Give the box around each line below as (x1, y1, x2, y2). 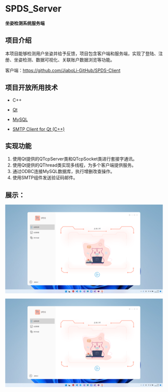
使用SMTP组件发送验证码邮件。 (12, 174, 78, 180)
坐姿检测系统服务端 (5, 20, 45, 26)
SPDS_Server (5, 3, 61, 14)
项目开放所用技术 (5, 83, 58, 92)
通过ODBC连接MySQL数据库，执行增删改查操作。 (12, 168, 115, 174)
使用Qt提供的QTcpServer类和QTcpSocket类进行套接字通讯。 (12, 156, 137, 162)
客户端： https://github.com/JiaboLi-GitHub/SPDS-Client (5, 67, 121, 73)
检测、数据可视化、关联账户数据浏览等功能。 (22, 56, 115, 62)
